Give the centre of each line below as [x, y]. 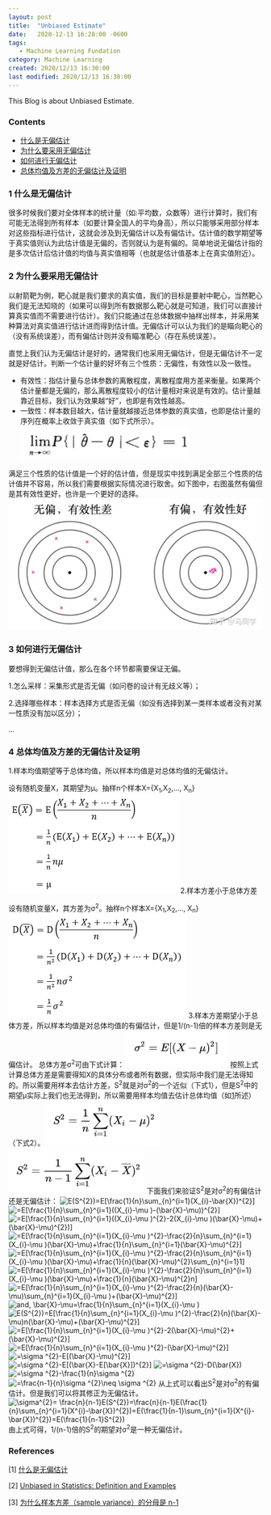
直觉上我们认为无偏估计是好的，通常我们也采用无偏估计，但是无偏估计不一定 [135, 353]
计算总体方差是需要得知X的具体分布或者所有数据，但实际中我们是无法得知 [131, 1075]
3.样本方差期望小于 [220, 1016]
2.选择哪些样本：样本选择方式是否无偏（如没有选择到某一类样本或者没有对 [132, 703]
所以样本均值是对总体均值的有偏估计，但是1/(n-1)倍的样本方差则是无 [149, 1026]
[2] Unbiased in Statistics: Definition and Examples [92, 1486]
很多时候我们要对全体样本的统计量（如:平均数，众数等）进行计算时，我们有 [133, 213]
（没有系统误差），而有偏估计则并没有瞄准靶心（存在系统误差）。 [114, 336]
